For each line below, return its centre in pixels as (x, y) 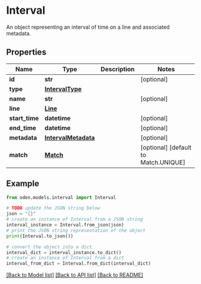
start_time (24, 118)
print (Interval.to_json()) (40, 236)
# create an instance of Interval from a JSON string (75, 219)
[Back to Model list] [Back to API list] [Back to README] (75, 275)
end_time (23, 128)
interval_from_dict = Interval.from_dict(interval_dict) (79, 264)
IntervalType (63, 89)
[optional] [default (166, 147)
